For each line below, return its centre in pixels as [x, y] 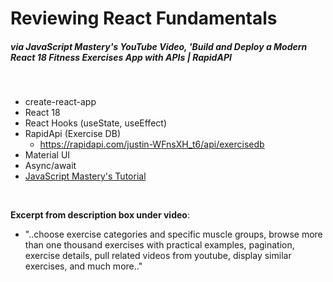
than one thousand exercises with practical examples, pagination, [159, 245]
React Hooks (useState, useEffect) [95, 123]
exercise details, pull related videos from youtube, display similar [158, 256]
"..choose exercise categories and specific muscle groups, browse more [173, 234]
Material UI [47, 155]
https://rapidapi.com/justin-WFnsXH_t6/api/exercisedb [152, 144]
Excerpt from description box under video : [100, 215]
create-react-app [60, 102]
